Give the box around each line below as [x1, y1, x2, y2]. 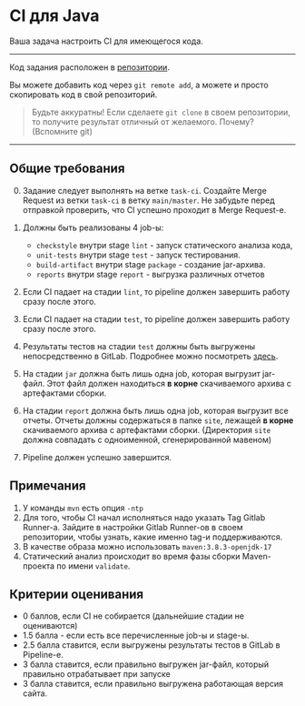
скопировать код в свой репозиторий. [9, 88, 158, 100]
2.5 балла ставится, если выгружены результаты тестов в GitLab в [22, 640, 280, 651]
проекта [22, 560, 55, 571]
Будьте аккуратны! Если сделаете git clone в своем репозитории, [31, 106, 290, 117]
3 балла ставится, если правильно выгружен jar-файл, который [22, 659, 270, 670]
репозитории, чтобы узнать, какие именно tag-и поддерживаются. [22, 531, 283, 542]
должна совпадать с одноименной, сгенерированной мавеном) [22, 434, 272, 445]
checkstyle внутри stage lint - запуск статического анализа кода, [35, 239, 293, 250]
